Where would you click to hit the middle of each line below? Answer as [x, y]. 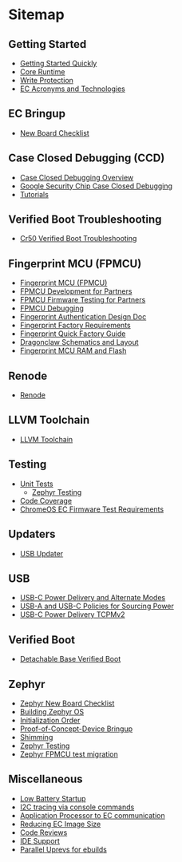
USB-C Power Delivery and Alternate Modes [93, 598]
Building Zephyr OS [52, 711]
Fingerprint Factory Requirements [75, 326]
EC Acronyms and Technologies [72, 89]
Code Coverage [46, 500]
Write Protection [47, 80]
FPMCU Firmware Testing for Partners [83, 300]
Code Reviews [44, 832]
